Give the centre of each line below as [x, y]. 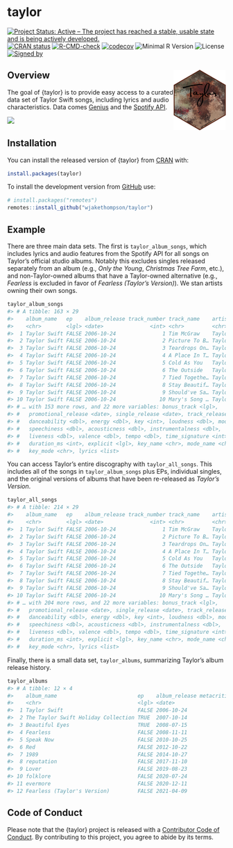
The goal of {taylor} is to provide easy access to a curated [90, 92]
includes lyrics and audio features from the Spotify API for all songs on [108, 254]
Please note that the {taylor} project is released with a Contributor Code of [113, 829]
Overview [29, 75]
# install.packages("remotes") [52, 200]
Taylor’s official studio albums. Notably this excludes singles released [106, 261]
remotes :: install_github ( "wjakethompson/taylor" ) [80, 208]
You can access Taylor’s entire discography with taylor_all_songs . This [110, 464]
